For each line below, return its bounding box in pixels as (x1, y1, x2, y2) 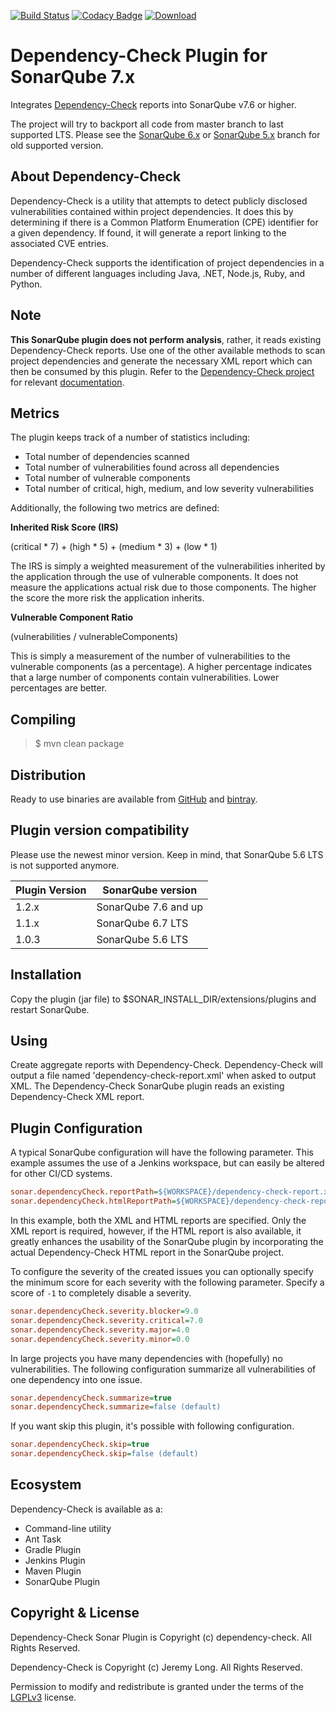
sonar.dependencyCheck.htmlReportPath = (10, 1196, 177, 1207)
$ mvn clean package (34, 738, 125, 750)
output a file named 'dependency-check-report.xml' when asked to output (10, 1070, 317, 1082)
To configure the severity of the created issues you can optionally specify (10, 1266, 314, 1277)
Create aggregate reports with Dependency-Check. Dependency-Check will (10, 1059, 324, 1071)
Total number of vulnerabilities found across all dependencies (24, 461, 280, 474)
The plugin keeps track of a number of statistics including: (10, 431, 251, 444)
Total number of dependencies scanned (24, 451, 190, 463)
